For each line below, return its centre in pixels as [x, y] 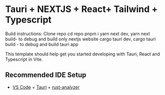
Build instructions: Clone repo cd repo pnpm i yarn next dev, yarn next [78, 33]
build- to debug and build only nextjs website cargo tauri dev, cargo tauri [80, 39]
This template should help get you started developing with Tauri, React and [83, 54]
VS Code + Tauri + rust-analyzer [46, 87]
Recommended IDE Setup [46, 75]
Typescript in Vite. [24, 59]
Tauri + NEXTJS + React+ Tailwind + [81, 9]
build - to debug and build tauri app [42, 44]
